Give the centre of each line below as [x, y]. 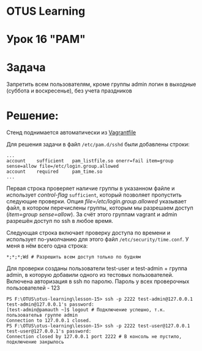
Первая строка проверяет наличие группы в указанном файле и [91, 189]
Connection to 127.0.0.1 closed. [49, 321]
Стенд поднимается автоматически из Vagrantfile [71, 132]
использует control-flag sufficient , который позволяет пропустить [94, 195]
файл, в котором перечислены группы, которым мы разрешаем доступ [100, 208]
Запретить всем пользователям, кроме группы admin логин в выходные [101, 85]
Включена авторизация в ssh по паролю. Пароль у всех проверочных [98, 281]
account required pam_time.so [54, 172]
